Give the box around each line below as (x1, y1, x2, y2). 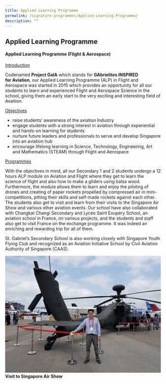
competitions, (5, 194, 33, 200)
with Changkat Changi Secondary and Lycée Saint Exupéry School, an (5, 210, 148, 216)
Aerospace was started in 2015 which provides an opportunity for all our (5, 82, 152, 88)
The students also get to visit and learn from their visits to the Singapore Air (5, 199, 159, 205)
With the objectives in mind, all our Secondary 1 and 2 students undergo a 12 (5, 168, 161, 174)
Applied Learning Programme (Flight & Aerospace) (5, 51, 111, 57)
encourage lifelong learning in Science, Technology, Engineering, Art (12, 144, 153, 149)
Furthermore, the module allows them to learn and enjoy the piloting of (5, 184, 149, 190)
